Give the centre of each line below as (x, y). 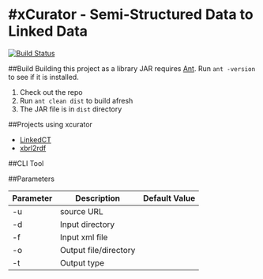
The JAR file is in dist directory (71, 109)
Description (98, 198)
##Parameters (32, 179)
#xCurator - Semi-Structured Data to (131, 15)
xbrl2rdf (33, 148)
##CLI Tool (26, 163)
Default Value (169, 198)
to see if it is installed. (43, 77)
